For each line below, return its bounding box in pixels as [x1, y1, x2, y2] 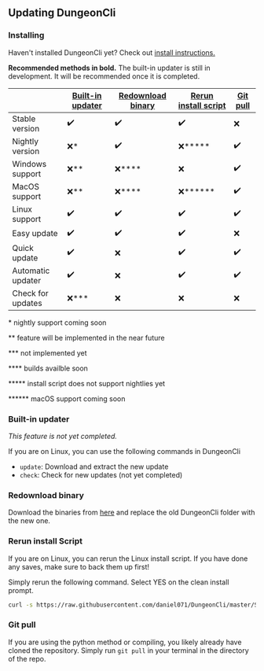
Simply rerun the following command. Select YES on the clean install [8, 577, 229, 587]
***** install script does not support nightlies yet [8, 378, 166, 388]
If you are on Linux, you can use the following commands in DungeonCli [8, 446, 241, 455]
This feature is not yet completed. [8, 431, 118, 441]
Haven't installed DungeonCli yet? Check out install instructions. [8, 47, 216, 57]
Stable [12, 113, 36, 124]
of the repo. [8, 654, 46, 663]
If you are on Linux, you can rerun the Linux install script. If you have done [8, 554, 248, 563]
